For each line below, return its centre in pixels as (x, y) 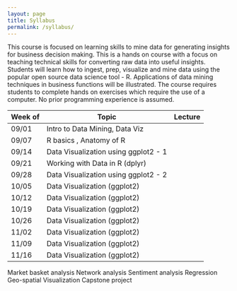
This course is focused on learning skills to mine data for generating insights (118, 47)
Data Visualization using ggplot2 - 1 (107, 152)
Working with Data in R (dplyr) (97, 163)
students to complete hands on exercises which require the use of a (106, 92)
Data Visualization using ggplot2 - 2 (107, 175)
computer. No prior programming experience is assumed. (91, 100)
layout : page (27, 14)
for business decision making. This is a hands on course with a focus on (112, 54)
